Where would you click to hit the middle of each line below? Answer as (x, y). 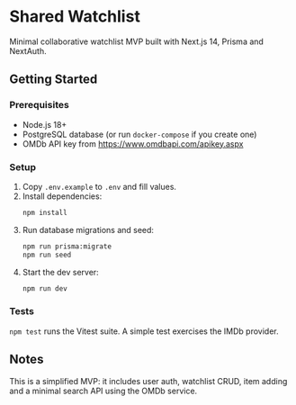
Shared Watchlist (75, 17)
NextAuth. (28, 50)
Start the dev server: (60, 272)
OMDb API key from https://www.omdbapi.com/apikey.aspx (133, 144)
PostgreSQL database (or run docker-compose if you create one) (139, 134)
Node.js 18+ (45, 124)
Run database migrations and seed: (88, 229)
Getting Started (54, 80)
